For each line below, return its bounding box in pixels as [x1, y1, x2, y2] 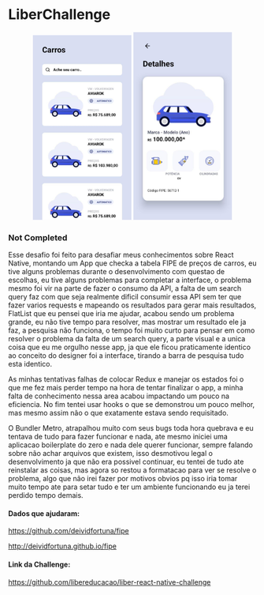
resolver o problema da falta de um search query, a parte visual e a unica [8, 334, 246, 344]
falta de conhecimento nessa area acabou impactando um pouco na [8, 391, 230, 401]
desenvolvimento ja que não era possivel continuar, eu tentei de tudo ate [8, 457, 244, 467]
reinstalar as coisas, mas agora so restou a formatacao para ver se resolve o [8, 465, 257, 475]
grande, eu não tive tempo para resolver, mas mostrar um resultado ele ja [8, 318, 247, 327]
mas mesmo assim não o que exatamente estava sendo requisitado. [8, 409, 229, 418]
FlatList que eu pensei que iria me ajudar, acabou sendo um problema [8, 309, 235, 318]
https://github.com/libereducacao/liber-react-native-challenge [8, 577, 211, 586]
